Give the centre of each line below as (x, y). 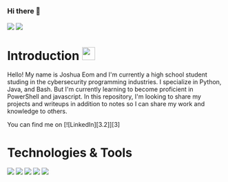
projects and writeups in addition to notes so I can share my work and (106, 104)
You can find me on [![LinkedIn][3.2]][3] (64, 125)
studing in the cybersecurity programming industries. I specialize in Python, (114, 82)
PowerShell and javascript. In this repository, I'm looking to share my (104, 97)
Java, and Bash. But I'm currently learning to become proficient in (101, 90)
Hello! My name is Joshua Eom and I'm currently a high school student (107, 74)
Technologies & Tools (70, 153)
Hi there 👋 (24, 11)
